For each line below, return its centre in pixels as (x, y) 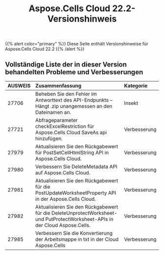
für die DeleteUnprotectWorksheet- (76, 213)
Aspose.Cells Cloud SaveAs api (71, 132)
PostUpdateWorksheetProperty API (76, 193)
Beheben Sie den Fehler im (66, 94)
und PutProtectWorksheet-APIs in (74, 219)
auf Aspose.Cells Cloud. (63, 173)
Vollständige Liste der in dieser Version (66, 64)
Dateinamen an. (53, 112)
